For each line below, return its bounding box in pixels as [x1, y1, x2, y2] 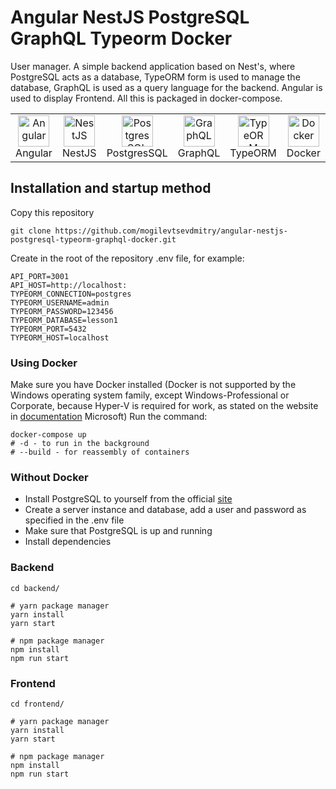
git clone [10, 226, 52, 236]
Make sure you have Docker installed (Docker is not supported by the [10, 379, 297, 391]
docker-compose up [10, 430, 87, 440]
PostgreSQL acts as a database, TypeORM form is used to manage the [10, 71, 301, 83]
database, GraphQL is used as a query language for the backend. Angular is [10, 81, 323, 93]
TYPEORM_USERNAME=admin [10, 297, 110, 308]
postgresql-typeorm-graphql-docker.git [10, 234, 177, 245]
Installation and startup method [10, 180, 212, 197]
